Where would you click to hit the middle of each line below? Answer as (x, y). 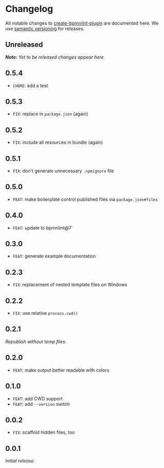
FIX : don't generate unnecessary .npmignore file (63, 171)
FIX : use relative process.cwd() (45, 313)
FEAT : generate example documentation (54, 256)
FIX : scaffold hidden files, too (44, 432)
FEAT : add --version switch (41, 404)
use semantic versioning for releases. (45, 28)
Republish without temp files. (36, 341)
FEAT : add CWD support (38, 398)
